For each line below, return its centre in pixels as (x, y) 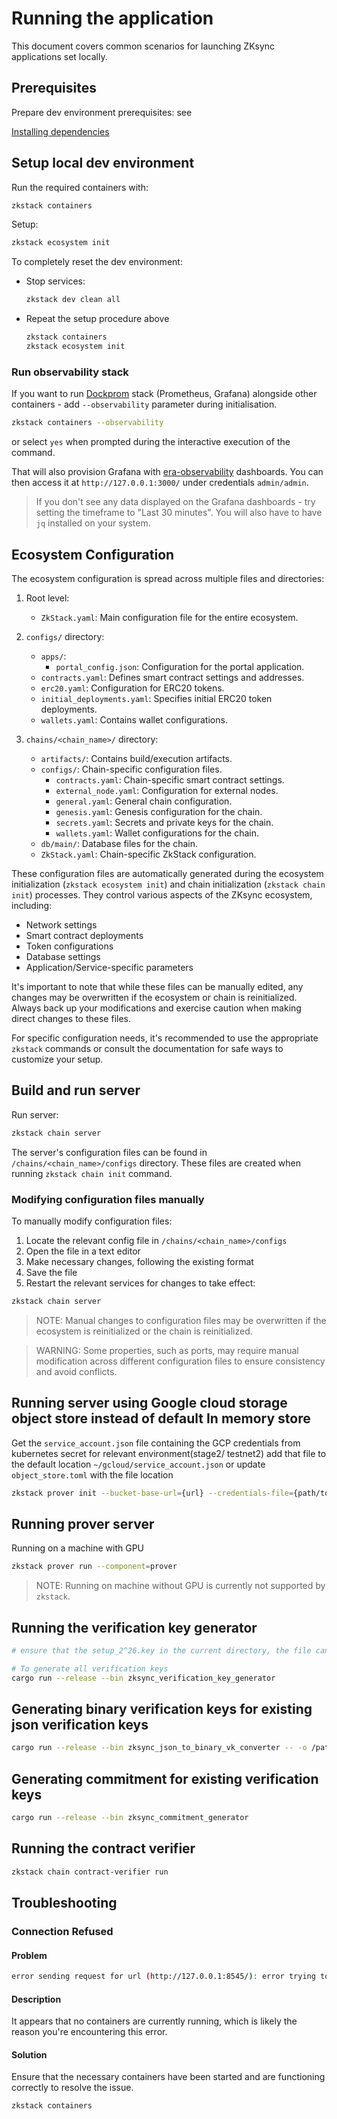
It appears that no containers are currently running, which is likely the (154, 2021)
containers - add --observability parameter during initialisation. (144, 404)
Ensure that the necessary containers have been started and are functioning (168, 2077)
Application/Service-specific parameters (109, 967)
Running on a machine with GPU (78, 1548)
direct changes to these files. (71, 1018)
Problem (29, 1955)
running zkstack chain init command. (92, 1173)
